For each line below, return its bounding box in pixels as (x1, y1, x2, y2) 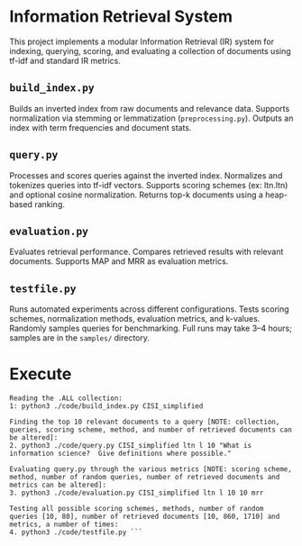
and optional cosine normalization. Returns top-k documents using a (9, 189, 264, 200)
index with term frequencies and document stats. (9, 122, 192, 132)
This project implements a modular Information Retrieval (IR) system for (9, 36, 275, 47)
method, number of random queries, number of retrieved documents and (9, 473, 280, 482)
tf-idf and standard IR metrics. (9, 55, 122, 66)
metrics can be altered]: (9, 480, 106, 490)
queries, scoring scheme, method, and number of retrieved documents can (9, 425, 293, 434)
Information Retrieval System (9, 6, 233, 27)
